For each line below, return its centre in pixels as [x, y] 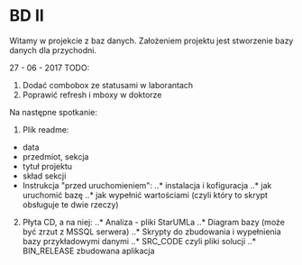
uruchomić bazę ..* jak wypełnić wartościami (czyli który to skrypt [145, 195]
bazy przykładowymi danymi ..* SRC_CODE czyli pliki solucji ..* [139, 241]
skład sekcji [44, 176]
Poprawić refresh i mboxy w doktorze [92, 95]
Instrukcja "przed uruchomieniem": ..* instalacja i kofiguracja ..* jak [147, 185]
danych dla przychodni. [53, 50]
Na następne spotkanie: [53, 112]
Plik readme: [46, 129]
